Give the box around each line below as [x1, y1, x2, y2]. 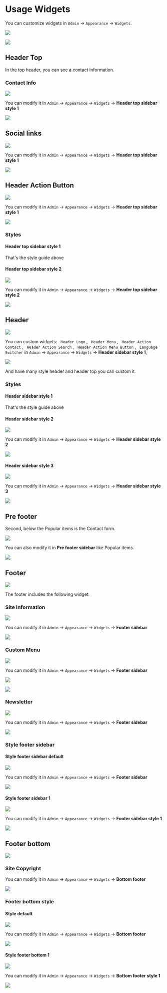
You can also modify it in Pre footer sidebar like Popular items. [5, 545, 134, 551]
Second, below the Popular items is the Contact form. [5, 526, 115, 532]
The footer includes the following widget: [5, 591, 90, 597]
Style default [5, 910, 32, 916]
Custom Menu [5, 646, 40, 653]
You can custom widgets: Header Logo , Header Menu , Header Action [5, 338, 151, 344]
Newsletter [5, 698, 33, 705]
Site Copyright [5, 865, 41, 872]
